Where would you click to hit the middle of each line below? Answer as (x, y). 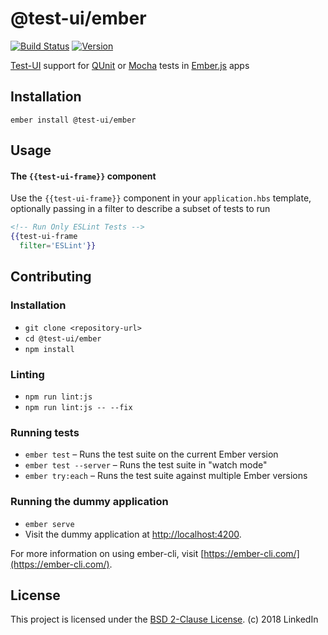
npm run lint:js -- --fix (78, 407)
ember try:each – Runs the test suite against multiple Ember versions (166, 476)
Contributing (51, 277)
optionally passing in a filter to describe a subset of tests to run (140, 209)
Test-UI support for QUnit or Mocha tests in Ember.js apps (130, 65)
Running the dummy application (89, 502)
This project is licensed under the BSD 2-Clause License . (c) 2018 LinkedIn (164, 619)
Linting (27, 374)
